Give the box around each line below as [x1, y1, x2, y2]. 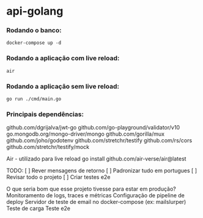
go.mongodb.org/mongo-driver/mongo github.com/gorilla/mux [6, 130, 165, 138]
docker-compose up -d [6, 40, 62, 46]
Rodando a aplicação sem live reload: [6, 82, 119, 90]
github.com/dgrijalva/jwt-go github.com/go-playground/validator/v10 [6, 124, 180, 131]
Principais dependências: [6, 110, 84, 118]
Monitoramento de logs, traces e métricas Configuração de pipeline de [6, 192, 185, 199]
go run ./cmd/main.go [6, 96, 62, 102]
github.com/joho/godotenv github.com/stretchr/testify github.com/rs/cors [6, 137, 193, 144]
